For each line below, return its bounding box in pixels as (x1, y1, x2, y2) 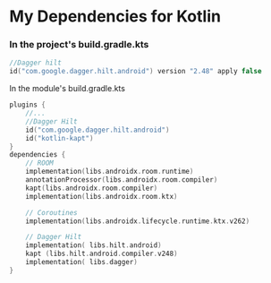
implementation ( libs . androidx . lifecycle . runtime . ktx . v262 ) (25, 217, 250, 226)
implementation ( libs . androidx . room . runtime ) (25, 167, 194, 176)
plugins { (9, 100, 47, 109)
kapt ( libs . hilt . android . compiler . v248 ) (25, 249, 178, 259)
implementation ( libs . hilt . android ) (25, 241, 163, 250)
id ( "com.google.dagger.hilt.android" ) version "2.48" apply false (9, 67, 262, 76)
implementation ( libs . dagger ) (25, 258, 139, 267)
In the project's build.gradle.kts (9, 39, 149, 51)
